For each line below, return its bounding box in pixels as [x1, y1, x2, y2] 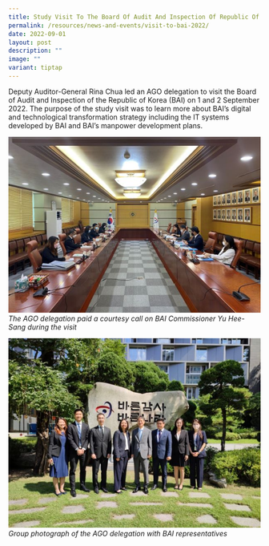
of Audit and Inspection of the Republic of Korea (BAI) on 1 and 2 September [8, 95, 260, 104]
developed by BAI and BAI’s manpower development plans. [8, 120, 203, 130]
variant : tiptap [8, 64, 62, 72]
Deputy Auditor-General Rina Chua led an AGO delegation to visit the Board [8, 87, 257, 96]
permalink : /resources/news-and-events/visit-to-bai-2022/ [8, 21, 210, 30]
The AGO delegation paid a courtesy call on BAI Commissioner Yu [8, 313, 227, 323]
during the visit [27, 322, 78, 332]
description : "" [8, 47, 62, 55]
